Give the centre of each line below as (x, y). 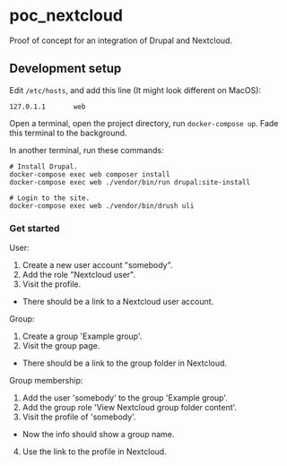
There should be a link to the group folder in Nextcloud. (124, 363)
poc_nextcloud (66, 16)
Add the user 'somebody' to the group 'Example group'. (125, 398)
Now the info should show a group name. (98, 435)
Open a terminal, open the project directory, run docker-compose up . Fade (144, 123)
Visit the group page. (61, 346)
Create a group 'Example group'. (82, 336)
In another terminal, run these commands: (87, 150)
